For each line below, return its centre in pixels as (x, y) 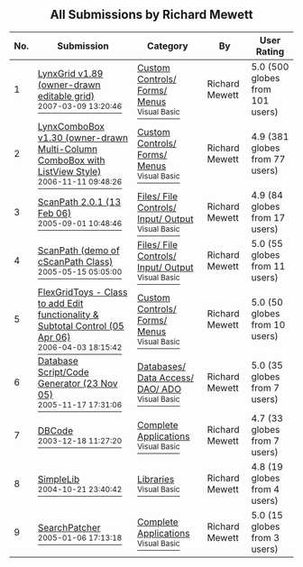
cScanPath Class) (75, 261)
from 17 (268, 217)
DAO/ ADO (159, 389)
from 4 (265, 489)
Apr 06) (54, 337)
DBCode (55, 430)
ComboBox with (71, 160)
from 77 (268, 159)
